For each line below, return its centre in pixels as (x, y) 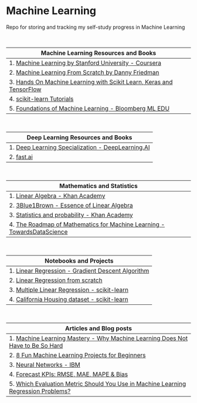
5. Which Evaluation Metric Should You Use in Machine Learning (98, 384)
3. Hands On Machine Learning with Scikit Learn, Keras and (91, 82)
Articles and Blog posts (98, 328)
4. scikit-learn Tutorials (41, 99)
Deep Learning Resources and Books (79, 137)
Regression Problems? (40, 391)
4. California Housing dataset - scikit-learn (69, 299)
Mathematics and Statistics (98, 186)
